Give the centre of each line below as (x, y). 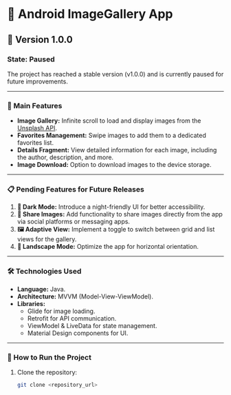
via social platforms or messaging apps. (74, 222)
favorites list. (35, 143)
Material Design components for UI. (78, 333)
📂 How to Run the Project (49, 357)
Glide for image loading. (61, 311)
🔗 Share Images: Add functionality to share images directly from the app (120, 214)
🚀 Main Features (35, 105)
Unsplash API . (37, 128)
